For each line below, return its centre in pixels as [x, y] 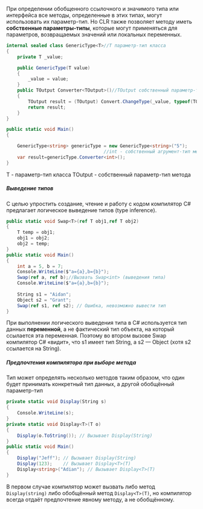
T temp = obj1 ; [36, 233]
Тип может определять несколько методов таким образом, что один [95, 378]
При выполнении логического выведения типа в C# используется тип [97, 323]
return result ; [47, 107]
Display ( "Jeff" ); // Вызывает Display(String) [77, 458]
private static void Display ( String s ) [56, 402]
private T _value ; [40, 57]
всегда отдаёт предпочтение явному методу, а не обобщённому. [91, 499]
